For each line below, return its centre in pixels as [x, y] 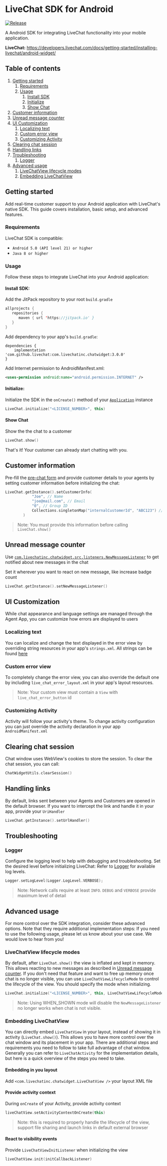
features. [14, 214]
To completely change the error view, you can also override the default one [82, 677]
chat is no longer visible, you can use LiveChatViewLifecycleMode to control [82, 979]
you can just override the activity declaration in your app [63, 726]
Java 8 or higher [30, 253]
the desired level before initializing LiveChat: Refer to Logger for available [80, 866]
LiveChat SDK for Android [59, 9]
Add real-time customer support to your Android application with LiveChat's [83, 204]
